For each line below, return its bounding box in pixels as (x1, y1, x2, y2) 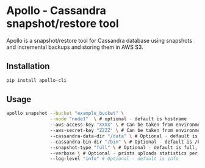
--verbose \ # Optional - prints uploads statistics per (49, 150, 198, 156)
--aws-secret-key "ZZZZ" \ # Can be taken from (49, 128, 173, 134)
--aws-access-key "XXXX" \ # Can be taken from (49, 122, 173, 128)
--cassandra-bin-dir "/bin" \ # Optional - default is (49, 139, 192, 145)
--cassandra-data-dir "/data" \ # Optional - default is (49, 133, 198, 139)
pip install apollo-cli (6, 77, 67, 83)
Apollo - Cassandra (6, 4, 107, 18)
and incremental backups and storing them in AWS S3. (6, 43, 143, 51)
